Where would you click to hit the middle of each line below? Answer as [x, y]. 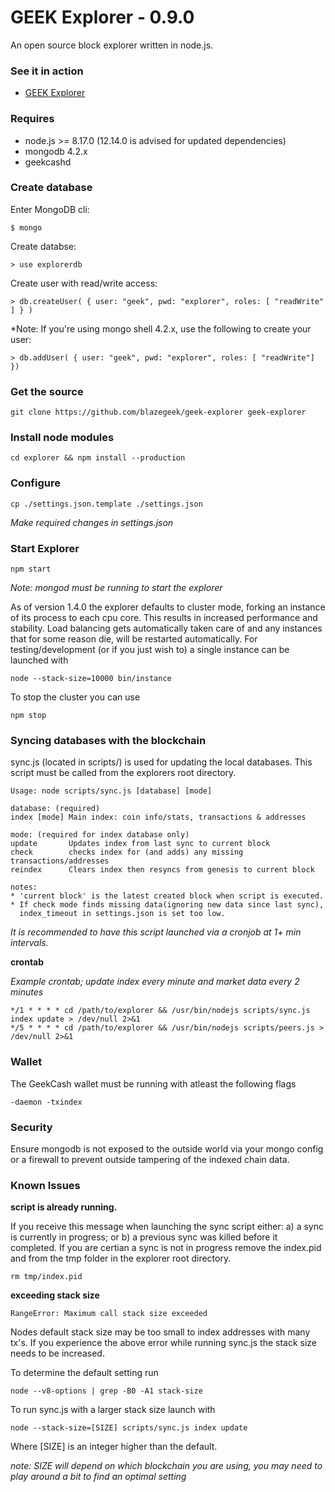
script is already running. [64, 1207]
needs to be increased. [57, 1353]
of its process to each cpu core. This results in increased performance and [164, 618]
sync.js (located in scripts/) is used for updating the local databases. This [161, 762]
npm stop [28, 716]
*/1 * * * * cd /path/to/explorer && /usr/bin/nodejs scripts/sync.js [160, 1011]
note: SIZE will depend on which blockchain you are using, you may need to [166, 1466]
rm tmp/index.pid [46, 1277]
